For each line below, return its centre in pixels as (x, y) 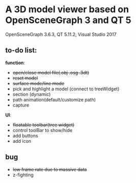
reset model (25, 78)
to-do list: (21, 50)
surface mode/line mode (38, 83)
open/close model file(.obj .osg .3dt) (51, 72)
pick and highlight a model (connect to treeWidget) (66, 89)
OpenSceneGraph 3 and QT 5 (68, 20)
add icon (22, 141)
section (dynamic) (32, 94)
